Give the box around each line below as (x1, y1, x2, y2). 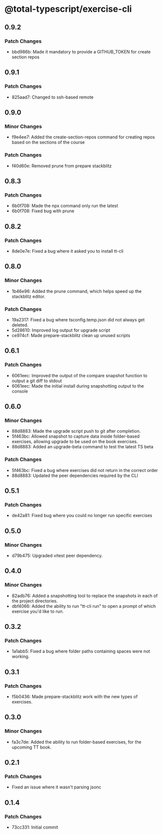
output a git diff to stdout (11, 378, 62, 384)
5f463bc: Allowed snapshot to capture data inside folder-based (11, 433, 140, 440)
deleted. (11, 322, 29, 328)
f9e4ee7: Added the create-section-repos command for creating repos (11, 134, 155, 140)
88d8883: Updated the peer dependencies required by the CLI (11, 472, 138, 478)
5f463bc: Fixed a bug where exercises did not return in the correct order (11, 467, 158, 473)
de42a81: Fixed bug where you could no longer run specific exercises (11, 513, 153, 519)
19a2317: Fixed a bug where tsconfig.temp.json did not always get (11, 316, 145, 322)
